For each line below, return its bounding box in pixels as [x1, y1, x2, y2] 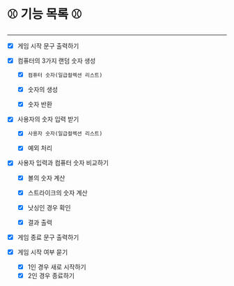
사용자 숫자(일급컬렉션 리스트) [27, 130, 103, 137]
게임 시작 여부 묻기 [17, 248, 68, 256]
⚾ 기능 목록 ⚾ [7, 6, 82, 22]
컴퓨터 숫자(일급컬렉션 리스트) [27, 72, 103, 79]
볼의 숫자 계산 [27, 174, 65, 182]
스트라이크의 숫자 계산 [27, 188, 88, 197]
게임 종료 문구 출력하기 [17, 233, 79, 241]
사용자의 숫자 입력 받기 [17, 115, 79, 123]
